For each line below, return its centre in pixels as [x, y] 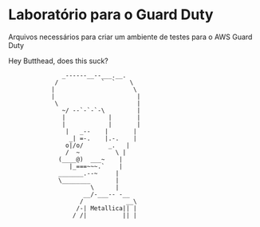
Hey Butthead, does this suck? [59, 61]
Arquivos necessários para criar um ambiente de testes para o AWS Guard [130, 37]
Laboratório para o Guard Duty [111, 15]
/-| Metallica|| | [106, 208]
